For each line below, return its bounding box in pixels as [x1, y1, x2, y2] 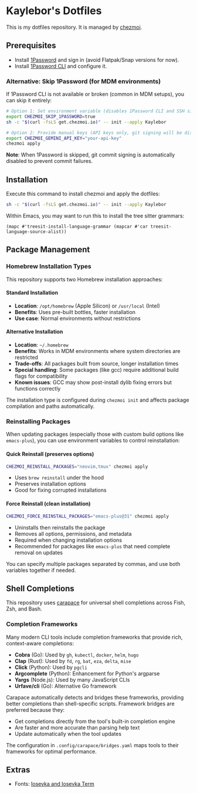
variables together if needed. [6, 567, 76, 574]
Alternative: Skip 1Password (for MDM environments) [6, 77, 161, 85]
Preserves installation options [14, 481, 86, 488]
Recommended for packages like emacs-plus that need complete [14, 542, 171, 549]
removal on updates [14, 549, 63, 556]
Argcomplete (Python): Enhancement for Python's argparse [14, 669, 160, 677]
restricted [14, 354, 38, 361]
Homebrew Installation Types [6, 262, 92, 271]
